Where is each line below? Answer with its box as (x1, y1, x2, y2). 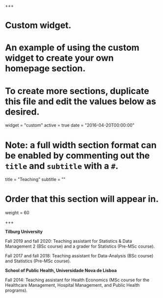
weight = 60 (5, 210, 29, 216)
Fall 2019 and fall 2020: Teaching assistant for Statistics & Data (5, 238, 132, 244)
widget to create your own (5, 52, 114, 64)
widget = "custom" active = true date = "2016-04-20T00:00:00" (5, 122, 135, 128)
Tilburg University (5, 229, 43, 235)
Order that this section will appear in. (5, 194, 159, 205)
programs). (5, 287, 28, 294)
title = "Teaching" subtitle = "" (5, 177, 66, 183)
